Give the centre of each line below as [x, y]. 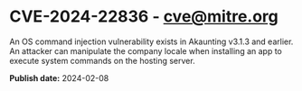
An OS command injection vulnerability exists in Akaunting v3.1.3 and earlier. [151, 41]
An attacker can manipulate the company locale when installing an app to [146, 50]
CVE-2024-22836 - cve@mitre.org [144, 17]
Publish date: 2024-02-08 [59, 77]
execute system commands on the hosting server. [103, 60]
